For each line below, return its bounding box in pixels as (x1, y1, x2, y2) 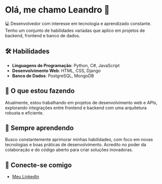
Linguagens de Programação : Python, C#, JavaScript (12, 62, 120, 68)
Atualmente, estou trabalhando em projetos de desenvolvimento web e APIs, (5, 99, 158, 105)
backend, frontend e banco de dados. (5, 32, 80, 38)
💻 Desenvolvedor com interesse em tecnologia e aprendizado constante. (5, 20, 151, 26)
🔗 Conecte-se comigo (5, 161, 72, 169)
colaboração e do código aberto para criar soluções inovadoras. (5, 147, 133, 153)
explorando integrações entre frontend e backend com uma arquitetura (5, 105, 147, 111)
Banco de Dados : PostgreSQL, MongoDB (12, 72, 94, 79)
